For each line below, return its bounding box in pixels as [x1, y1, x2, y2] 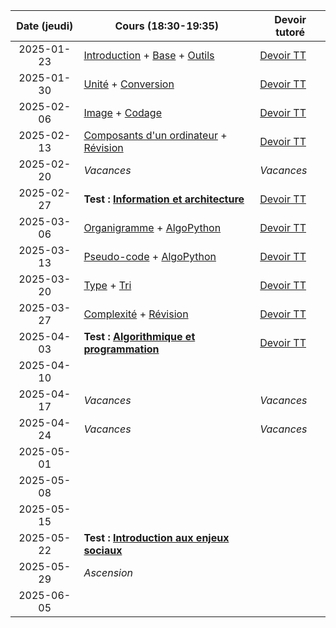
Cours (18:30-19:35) [114, 19, 220, 33]
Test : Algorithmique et [83, 330, 196, 343]
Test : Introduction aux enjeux [83, 531, 230, 544]
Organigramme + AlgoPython [83, 221, 222, 234]
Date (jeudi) [16, 19, 74, 33]
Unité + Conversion [83, 77, 175, 91]
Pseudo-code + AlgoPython [83, 250, 217, 263]
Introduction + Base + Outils [83, 49, 215, 62]
